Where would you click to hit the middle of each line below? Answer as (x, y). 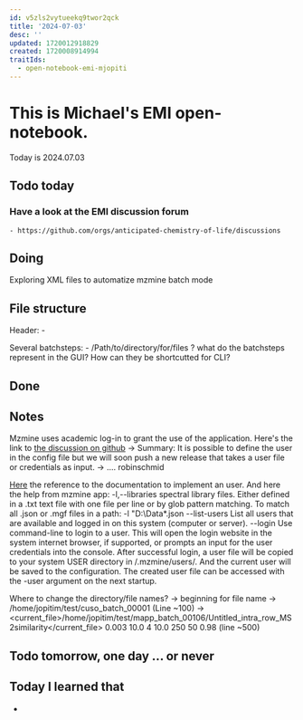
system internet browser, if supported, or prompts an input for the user (141, 542)
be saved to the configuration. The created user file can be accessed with (147, 571)
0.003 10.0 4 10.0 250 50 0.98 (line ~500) (183, 628)
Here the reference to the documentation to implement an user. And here (145, 485)
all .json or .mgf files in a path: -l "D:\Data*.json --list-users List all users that (151, 514)
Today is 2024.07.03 (47, 157)
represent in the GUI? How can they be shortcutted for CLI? (120, 358)
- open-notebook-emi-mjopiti (72, 69)
